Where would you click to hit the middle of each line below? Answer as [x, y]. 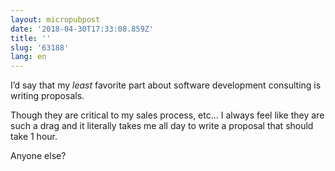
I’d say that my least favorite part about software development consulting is [166, 85]
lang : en [28, 57]
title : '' [31, 38]
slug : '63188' [40, 47]
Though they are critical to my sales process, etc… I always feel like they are [167, 115]
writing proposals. [47, 96]
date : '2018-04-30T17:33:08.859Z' [82, 29]
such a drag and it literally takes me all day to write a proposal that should [162, 126]
